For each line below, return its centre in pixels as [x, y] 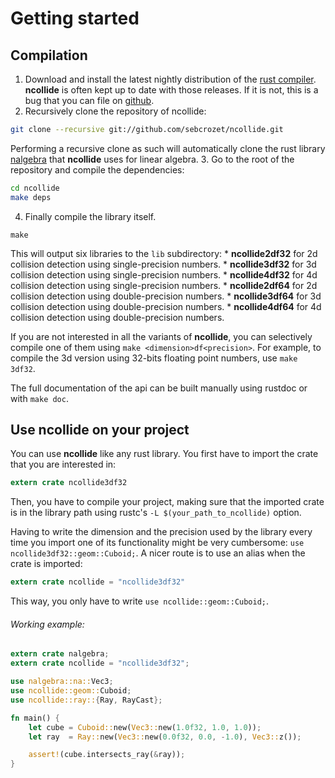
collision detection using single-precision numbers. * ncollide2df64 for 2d [164, 285]
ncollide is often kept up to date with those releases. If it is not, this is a [171, 90]
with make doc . [39, 398]
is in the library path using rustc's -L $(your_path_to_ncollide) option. [156, 513]
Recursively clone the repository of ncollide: [115, 111]
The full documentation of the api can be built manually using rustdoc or [159, 388]
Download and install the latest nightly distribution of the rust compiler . [170, 79]
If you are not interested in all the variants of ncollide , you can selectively [161, 336]
